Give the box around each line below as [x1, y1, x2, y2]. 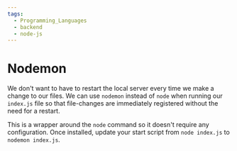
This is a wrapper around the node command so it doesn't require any [7, 121, 209, 129]
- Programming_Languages [13, 17, 87, 24]
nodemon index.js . [7, 135, 60, 144]
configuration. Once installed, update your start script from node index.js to [7, 128, 231, 137]
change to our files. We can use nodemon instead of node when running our [7, 91, 224, 100]
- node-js [13, 30, 43, 38]
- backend [13, 23, 43, 30]
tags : [7, 10, 23, 18]
